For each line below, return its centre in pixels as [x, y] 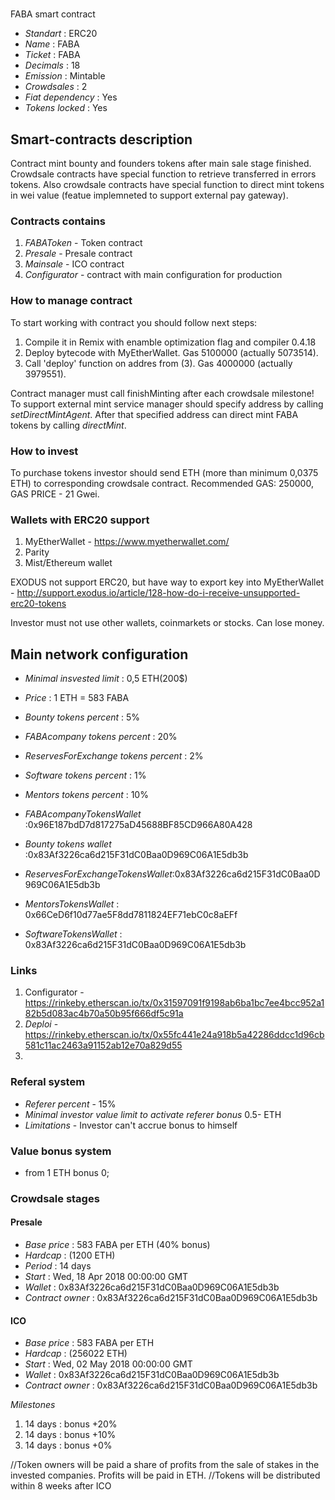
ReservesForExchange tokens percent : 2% [114, 756]
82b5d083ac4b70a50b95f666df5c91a [104, 1014]
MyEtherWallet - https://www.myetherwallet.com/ [127, 542]
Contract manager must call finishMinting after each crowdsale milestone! [162, 393]
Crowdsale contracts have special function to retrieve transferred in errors [163, 174]
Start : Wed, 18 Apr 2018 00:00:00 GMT [106, 1277]
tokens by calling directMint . [68, 425]
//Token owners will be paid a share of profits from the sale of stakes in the [165, 1465]
